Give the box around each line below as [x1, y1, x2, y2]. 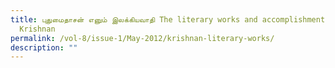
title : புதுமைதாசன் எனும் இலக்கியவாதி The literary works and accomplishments [10, 14, 330, 25]
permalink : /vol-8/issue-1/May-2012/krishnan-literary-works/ [10, 33, 275, 43]
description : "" [10, 42, 78, 53]
